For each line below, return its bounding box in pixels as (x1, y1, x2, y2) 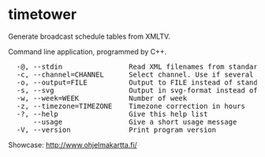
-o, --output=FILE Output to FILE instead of (16, 77, 233, 87)
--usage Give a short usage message (32, 117, 237, 126)
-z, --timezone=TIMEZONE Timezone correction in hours (16, 101, 246, 110)
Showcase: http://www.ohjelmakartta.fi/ (8, 140, 138, 149)
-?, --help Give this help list (16, 109, 208, 118)
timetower (8, 6, 77, 24)
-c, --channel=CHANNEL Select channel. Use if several (16, 69, 254, 79)
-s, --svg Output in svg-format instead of (16, 85, 258, 95)
